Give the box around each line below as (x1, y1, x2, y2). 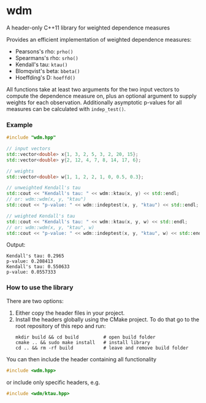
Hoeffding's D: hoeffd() (15, 74, 75, 81)
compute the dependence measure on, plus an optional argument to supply (6, 92, 197, 99)
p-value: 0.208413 (6, 258, 53, 264)
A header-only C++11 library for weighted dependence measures (6, 24, 170, 31)
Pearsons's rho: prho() (15, 47, 74, 55)
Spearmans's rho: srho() (15, 54, 78, 61)
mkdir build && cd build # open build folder (15, 334, 156, 340)
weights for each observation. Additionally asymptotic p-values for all (6, 99, 182, 106)
